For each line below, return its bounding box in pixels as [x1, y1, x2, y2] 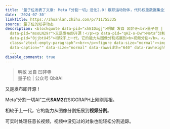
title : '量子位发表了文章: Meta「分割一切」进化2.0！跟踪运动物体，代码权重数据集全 [5, 7, 164, 13]
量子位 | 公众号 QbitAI [17, 75, 63, 81]
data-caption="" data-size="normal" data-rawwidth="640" [10, 45, 133, 50]
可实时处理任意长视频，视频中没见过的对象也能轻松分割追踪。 [5, 118, 134, 124]
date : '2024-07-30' [5, 12, 47, 17]
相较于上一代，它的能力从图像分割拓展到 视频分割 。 [5, 107, 112, 114]
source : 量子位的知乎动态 [5, 21, 54, 27]
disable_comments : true [5, 54, 56, 60]
